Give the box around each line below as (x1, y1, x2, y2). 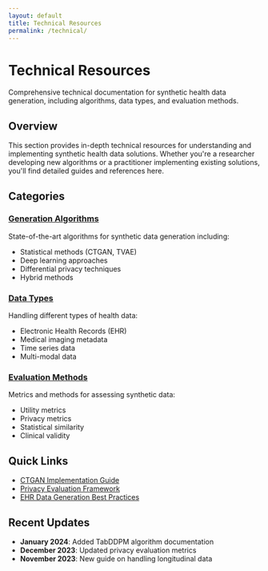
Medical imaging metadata (19, 335, 108, 344)
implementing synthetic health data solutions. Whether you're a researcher (8, 149, 255, 159)
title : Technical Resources (8, 19, 102, 27)
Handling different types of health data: (8, 311, 138, 320)
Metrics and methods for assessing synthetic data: (8, 390, 176, 400)
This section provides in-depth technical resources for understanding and (8, 141, 252, 151)
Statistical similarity (19, 422, 85, 432)
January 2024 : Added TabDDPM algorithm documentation (19, 537, 214, 547)
